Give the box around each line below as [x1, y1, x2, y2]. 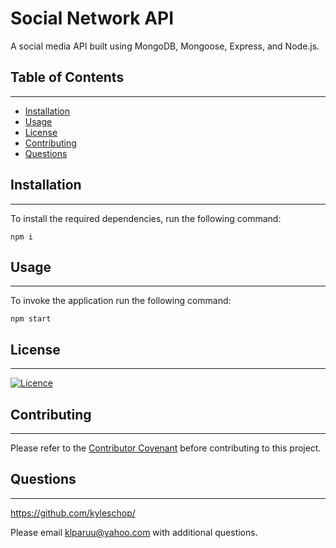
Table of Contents [10, 69, 125, 86]
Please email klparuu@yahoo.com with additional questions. [10, 526, 258, 538]
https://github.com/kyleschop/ [10, 507, 136, 519]
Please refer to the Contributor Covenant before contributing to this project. [10, 442, 322, 454]
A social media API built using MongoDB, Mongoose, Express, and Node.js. [10, 40, 320, 52]
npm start [10, 314, 52, 324]
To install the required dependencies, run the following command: [10, 212, 282, 224]
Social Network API [10, 7, 175, 30]
